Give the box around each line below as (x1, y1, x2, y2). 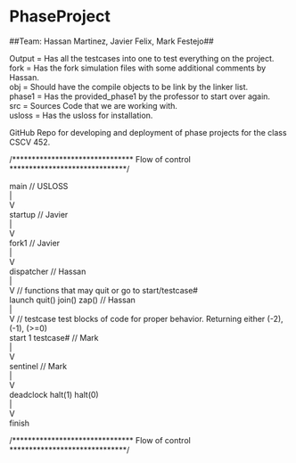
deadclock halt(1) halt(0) (9, 389, 100, 400)
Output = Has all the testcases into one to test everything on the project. (9, 53, 275, 63)
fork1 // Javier (9, 237, 61, 248)
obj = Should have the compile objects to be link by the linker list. (9, 81, 249, 92)
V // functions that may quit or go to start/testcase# (9, 285, 199, 295)
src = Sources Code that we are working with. (9, 100, 178, 111)
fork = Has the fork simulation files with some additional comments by (9, 62, 267, 73)
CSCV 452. (9, 136, 51, 147)
